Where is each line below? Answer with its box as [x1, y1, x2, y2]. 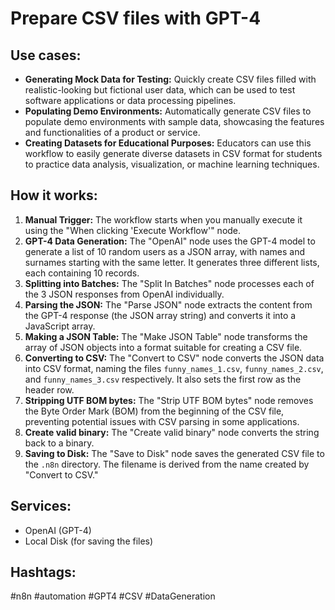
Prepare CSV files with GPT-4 [10, 7, 262, 30]
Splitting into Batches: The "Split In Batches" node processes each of [24, 277, 315, 289]
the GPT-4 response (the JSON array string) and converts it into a [24, 309, 297, 321]
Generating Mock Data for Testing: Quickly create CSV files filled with [24, 73, 317, 85]
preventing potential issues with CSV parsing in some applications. [24, 415, 300, 427]
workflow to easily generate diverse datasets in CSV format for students [24, 148, 323, 159]
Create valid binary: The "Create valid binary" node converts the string [24, 426, 320, 438]
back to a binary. [24, 437, 95, 449]
